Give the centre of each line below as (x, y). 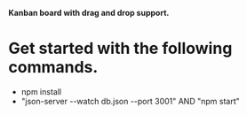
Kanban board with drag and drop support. (89, 13)
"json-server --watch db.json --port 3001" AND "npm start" (131, 101)
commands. (53, 68)
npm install (41, 91)
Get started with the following (120, 49)
